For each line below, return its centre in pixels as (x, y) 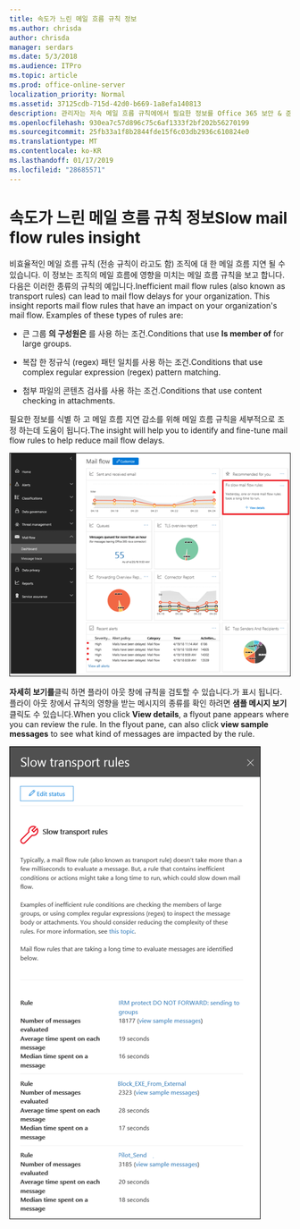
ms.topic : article (43, 76)
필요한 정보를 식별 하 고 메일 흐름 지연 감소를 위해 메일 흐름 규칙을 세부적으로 (142, 419)
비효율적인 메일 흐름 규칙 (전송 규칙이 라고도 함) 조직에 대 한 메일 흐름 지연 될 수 (147, 263)
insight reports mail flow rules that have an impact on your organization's (143, 305)
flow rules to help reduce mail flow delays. (87, 440)
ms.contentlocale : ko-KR (55, 151)
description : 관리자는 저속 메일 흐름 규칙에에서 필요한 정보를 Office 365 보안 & (146, 113)
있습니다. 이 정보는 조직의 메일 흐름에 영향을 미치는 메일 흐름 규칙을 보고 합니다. (147, 275)
